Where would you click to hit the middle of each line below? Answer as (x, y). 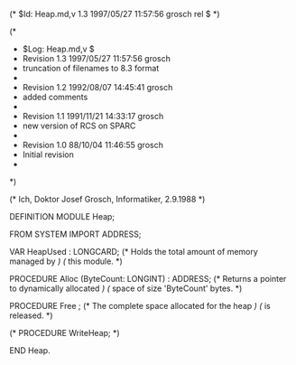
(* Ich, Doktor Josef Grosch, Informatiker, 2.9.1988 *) (107, 199)
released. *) (31, 315)
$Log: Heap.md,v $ (58, 49)
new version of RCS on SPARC (79, 126)
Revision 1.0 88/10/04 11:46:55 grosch (93, 145)
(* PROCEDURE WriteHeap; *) (65, 333)
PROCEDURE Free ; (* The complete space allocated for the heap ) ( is (140, 306)
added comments (55, 97)
